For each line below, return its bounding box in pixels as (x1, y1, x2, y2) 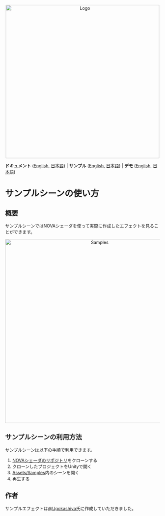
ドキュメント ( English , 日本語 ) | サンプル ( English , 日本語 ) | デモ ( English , (5, 163, 152, 169)
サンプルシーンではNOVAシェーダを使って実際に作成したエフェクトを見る (5, 223, 155, 229)
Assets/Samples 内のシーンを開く (12, 469, 80, 475)
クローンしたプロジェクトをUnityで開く (12, 464, 92, 469)
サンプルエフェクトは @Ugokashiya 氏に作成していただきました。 (5, 505, 137, 511)
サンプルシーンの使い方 (5, 188, 99, 199)
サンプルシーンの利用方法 (5, 433, 82, 441)
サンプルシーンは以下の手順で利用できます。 (5, 447, 95, 453)
